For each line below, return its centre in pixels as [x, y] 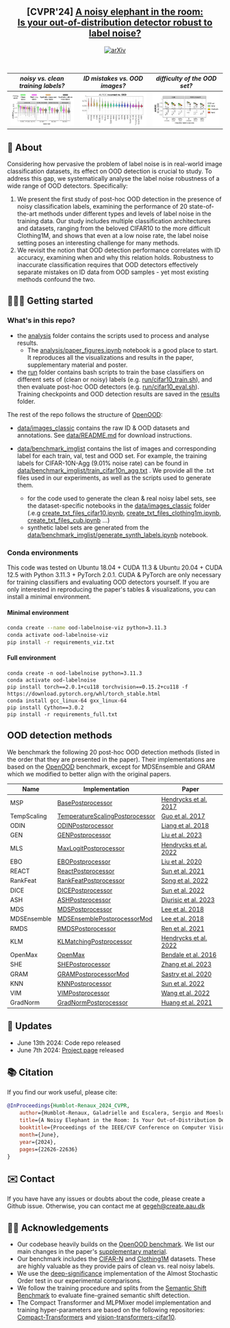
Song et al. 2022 [185, 881]
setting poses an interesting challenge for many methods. [98, 243]
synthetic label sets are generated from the [88, 527]
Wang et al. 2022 [186, 993]
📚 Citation [30, 1073]
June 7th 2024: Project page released [71, 1050]
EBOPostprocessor [84, 862]
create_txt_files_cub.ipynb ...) [68, 520]
